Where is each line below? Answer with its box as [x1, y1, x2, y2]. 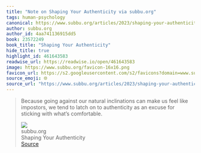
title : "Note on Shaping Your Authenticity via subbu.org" [6, 8, 157, 15]
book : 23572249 [6, 36, 44, 42]
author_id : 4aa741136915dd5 [6, 31, 77, 37]
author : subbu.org [6, 25, 52, 32]
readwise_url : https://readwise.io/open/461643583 [6, 59, 135, 65]
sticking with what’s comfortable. [20, 110, 103, 117]
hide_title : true [6, 48, 50, 54]
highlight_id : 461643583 [6, 53, 68, 59]
